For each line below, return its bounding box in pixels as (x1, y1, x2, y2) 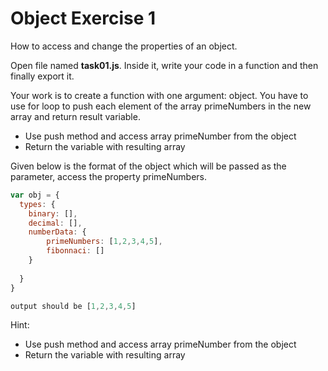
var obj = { (10, 190, 60, 200)
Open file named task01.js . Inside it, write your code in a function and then (10, 59, 319, 71)
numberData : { (28, 227, 87, 237)
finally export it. (10, 70, 75, 82)
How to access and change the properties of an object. (10, 40, 238, 52)
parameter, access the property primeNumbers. (10, 170, 207, 182)
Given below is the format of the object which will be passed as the (10, 160, 287, 172)
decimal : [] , (28, 218, 83, 228)
